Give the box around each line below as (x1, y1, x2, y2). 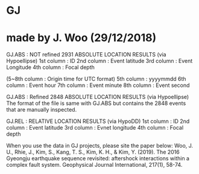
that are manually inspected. (6, 106, 77, 113)
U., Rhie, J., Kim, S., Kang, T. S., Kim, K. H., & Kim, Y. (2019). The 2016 (6, 148, 180, 156)
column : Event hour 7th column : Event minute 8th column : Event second (6, 82, 190, 89)
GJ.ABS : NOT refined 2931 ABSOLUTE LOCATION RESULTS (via (6, 51, 167, 58)
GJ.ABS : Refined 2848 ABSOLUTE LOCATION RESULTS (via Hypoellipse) (6, 94, 189, 101)
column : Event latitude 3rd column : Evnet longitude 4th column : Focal (6, 124, 184, 131)
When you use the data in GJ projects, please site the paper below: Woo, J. (6, 142, 194, 149)
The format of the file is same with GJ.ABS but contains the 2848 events (6, 100, 186, 107)
